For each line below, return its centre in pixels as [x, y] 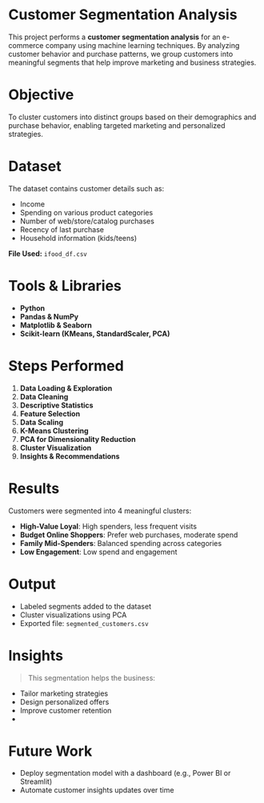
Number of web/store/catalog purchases [87, 221]
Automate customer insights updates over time [97, 790]
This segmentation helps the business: [92, 677]
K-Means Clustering [54, 431]
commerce [26, 45]
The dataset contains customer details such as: [86, 188]
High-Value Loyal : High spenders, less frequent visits [108, 526]
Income [32, 204]
